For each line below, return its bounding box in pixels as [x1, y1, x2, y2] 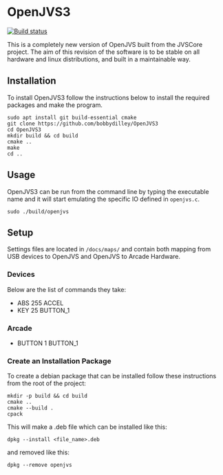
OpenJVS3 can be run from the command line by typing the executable [7, 187, 209, 195]
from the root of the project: [7, 379, 86, 387]
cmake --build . [7, 405, 54, 411]
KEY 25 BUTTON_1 [17, 306, 70, 314]
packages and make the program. [7, 101, 103, 109]
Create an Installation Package [7, 356, 111, 366]
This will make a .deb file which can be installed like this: [7, 423, 167, 432]
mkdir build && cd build [7, 132, 78, 139]
